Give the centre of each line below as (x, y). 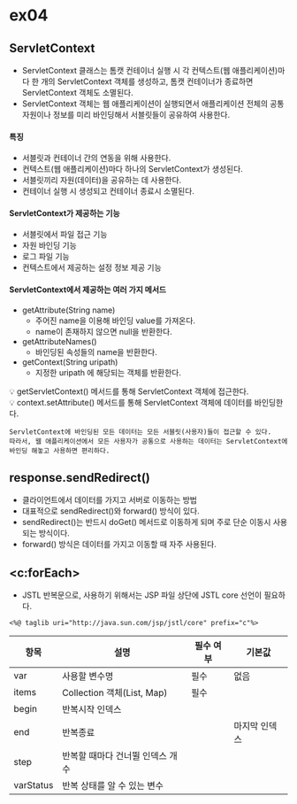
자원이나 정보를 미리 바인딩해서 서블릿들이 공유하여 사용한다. (126, 115)
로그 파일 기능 (46, 257)
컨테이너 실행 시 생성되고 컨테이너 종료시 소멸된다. (108, 191)
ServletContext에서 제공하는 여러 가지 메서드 (88, 290)
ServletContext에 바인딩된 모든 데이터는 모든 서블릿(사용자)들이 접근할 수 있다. (141, 432)
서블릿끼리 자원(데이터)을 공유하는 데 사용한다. (102, 180)
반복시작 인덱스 (91, 709)
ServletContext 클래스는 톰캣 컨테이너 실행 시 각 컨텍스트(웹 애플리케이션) (150, 70)
